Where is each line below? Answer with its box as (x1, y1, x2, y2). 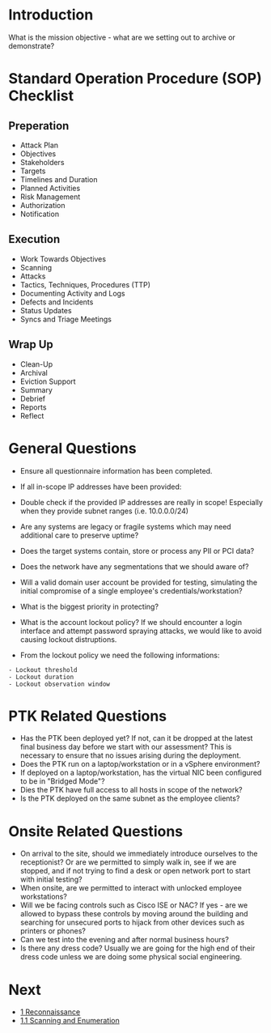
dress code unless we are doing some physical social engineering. (19, 952, 243, 962)
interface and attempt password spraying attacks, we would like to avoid (19, 626, 262, 636)
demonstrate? (8, 40, 55, 50)
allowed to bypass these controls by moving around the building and (19, 909, 248, 919)
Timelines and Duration (19, 174, 98, 184)
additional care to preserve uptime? (19, 530, 139, 540)
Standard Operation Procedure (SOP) (8, 70, 263, 88)
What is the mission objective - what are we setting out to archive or (8, 32, 236, 42)
